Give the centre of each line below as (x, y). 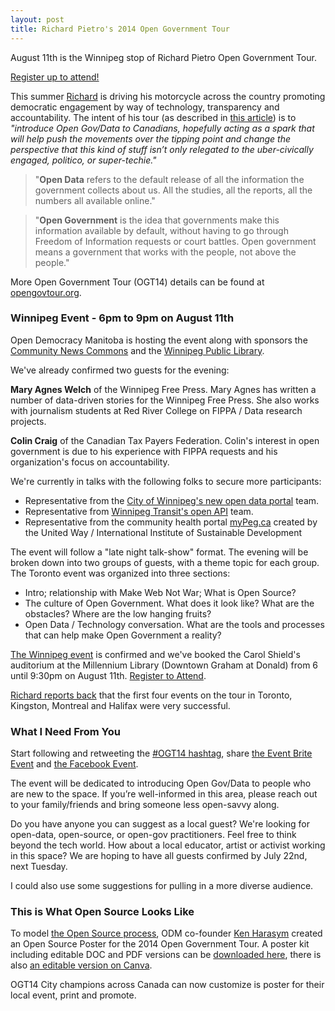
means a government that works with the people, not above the (165, 252)
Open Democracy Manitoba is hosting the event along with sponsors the (159, 340)
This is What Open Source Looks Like (102, 912)
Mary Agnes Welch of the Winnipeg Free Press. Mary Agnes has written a (163, 389)
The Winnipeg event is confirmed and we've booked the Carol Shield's (155, 654)
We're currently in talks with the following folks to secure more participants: (166, 481)
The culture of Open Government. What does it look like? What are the (169, 603)
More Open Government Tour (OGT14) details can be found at (137, 282)
